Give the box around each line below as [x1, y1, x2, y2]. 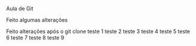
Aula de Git [6, 5, 34, 12]
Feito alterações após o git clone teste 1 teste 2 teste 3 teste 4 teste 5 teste [6, 28, 191, 35]
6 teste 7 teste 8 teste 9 [6, 34, 64, 41]
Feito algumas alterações [6, 17, 68, 23]
